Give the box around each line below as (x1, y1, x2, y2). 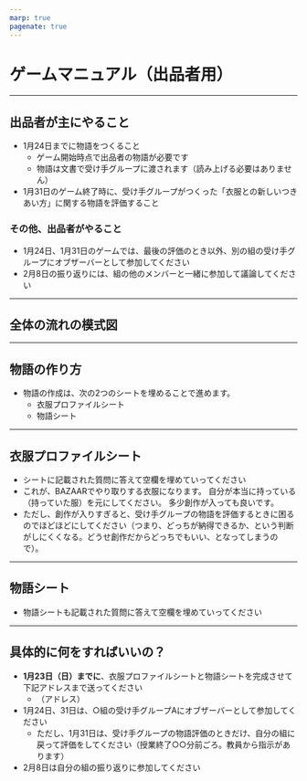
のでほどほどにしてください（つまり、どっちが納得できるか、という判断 (22, 520, 294, 531)
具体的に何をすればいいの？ (9, 645, 166, 660)
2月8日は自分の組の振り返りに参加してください (22, 762, 201, 773)
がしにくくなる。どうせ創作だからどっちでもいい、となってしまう (22, 531, 271, 542)
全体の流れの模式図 (9, 317, 118, 332)
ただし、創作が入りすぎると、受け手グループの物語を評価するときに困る (22, 508, 295, 519)
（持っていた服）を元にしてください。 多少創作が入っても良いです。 (22, 497, 279, 508)
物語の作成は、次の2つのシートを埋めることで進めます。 (22, 387, 236, 398)
